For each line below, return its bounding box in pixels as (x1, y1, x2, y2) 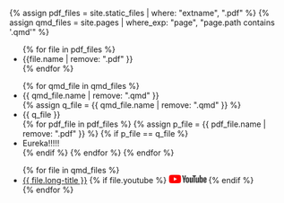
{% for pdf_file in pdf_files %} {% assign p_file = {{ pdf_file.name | (22, 119, 267, 129)
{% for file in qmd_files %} (22, 165, 120, 175)
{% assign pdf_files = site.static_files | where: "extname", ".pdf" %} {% (9, 8, 271, 18)
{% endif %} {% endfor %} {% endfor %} (22, 147, 175, 158)
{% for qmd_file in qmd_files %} (22, 81, 141, 91)
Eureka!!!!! (22, 138, 60, 148)
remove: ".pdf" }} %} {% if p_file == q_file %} (22, 128, 189, 138)
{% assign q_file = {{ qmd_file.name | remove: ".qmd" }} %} (22, 100, 242, 110)
